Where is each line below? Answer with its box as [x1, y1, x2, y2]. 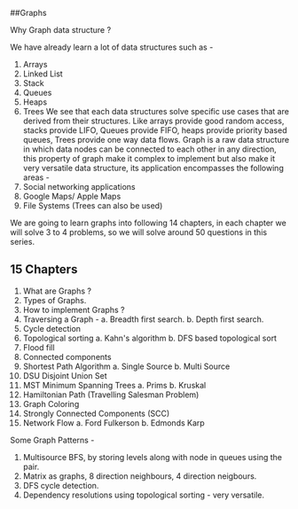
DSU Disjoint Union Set [22, 370, 107, 380]
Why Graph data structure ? [10, 25, 112, 35]
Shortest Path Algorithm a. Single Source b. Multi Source [22, 361, 231, 372]
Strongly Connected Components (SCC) [22, 408, 170, 419]
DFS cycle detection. [22, 480, 99, 490]
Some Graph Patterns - [10, 435, 95, 445]
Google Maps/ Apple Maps [22, 191, 122, 201]
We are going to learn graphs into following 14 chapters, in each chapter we [10, 217, 286, 228]
